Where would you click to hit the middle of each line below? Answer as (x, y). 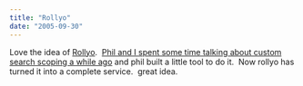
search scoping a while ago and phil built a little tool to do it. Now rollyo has (152, 62)
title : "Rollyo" (40, 18)
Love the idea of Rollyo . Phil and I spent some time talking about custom (146, 52)
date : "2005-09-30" (46, 26)
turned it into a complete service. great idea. (94, 71)
